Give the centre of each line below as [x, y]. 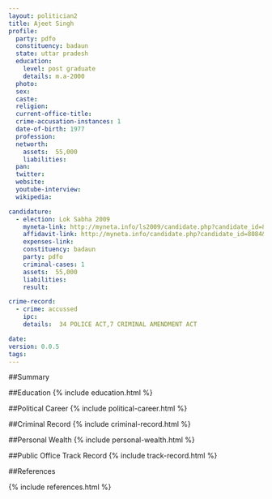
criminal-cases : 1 [54, 265]
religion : [32, 106]
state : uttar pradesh [52, 54]
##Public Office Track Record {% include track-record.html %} [113, 456]
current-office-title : [54, 114]
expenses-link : [49, 242]
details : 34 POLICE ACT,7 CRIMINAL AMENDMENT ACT [110, 325]
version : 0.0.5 [34, 346]
